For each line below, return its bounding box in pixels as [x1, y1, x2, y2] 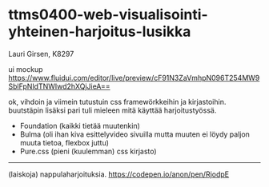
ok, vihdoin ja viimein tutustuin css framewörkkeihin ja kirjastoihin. [8, 97, 227, 106]
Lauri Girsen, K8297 [8, 49, 74, 58]
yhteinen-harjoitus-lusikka [8, 22, 191, 41]
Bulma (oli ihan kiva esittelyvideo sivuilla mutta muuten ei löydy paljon [19, 129, 251, 139]
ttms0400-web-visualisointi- [8, 6, 208, 24]
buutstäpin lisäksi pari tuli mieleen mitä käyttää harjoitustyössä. [8, 105, 217, 115]
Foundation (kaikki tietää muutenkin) [19, 121, 140, 130]
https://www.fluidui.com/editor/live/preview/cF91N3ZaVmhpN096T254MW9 [8, 73, 260, 82]
